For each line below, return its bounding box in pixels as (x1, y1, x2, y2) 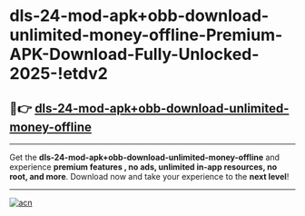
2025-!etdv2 (9, 64, 109, 84)
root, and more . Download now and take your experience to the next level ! (9, 172, 290, 182)
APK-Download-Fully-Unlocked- (9, 44, 260, 64)
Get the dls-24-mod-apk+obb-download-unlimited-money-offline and (9, 152, 280, 162)
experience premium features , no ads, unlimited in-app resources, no (9, 162, 278, 172)
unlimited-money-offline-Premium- (9, 25, 283, 45)
